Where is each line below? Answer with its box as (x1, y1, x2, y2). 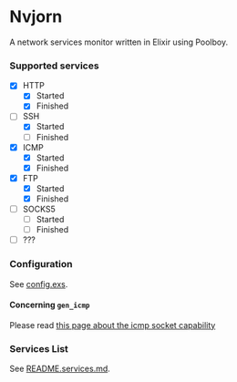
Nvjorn (9, 6, 63, 27)
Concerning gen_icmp (9, 299, 90, 311)
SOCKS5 (22, 203, 57, 214)
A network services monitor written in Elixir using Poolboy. (9, 36, 229, 47)
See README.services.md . (9, 363, 111, 375)
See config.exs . (9, 278, 68, 289)
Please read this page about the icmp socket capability (9, 319, 216, 330)
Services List (9, 342, 68, 355)
